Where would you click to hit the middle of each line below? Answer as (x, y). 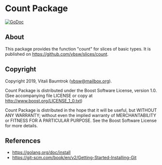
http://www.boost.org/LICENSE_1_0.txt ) (44, 100)
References (23, 140)
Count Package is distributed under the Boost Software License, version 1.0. (81, 90)
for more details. (21, 125)
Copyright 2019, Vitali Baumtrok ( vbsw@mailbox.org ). (59, 81)
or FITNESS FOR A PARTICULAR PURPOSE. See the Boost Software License (81, 120)
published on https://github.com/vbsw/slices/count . (57, 54)
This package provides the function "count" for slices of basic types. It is (78, 49)
